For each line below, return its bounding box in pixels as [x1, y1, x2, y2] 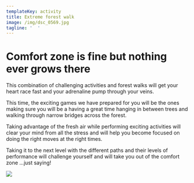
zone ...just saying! [6, 159, 51, 167]
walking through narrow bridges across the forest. [6, 112, 127, 119]
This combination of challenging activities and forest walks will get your [6, 82, 178, 89]
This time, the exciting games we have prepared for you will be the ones [6, 99, 179, 106]
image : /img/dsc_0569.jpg [6, 19, 69, 25]
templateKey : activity [6, 8, 61, 15]
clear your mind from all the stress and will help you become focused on [6, 129, 180, 136]
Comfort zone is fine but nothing [6, 50, 168, 63]
